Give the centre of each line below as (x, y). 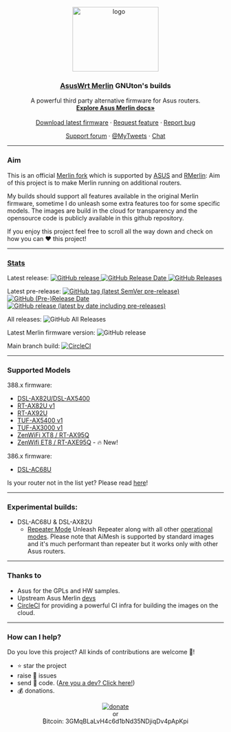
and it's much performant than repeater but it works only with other (123, 544)
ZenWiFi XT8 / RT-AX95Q (53, 435)
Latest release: (28, 278)
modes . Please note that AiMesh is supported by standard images (121, 536)
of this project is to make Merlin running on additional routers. (95, 182)
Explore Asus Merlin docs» (115, 108)
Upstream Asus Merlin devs (56, 598)
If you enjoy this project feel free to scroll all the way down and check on (110, 231)
